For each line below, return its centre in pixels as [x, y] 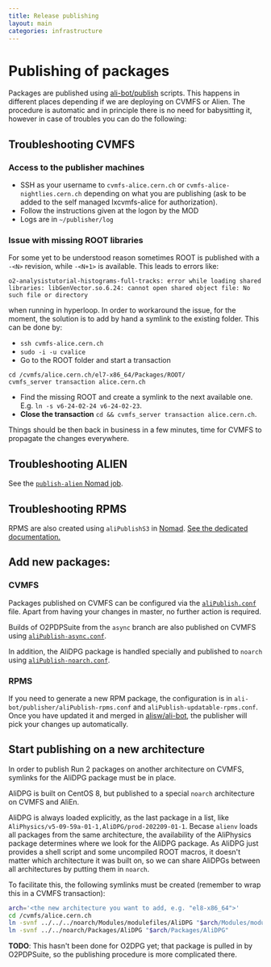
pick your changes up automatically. [69, 724]
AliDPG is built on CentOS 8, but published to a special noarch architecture [132, 793]
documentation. [35, 536]
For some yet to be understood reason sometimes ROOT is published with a [134, 258]
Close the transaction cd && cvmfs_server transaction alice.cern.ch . [138, 414]
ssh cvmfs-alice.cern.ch [62, 344]
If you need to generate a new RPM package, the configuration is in [120, 698]
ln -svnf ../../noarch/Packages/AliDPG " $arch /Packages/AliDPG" [119, 931]
